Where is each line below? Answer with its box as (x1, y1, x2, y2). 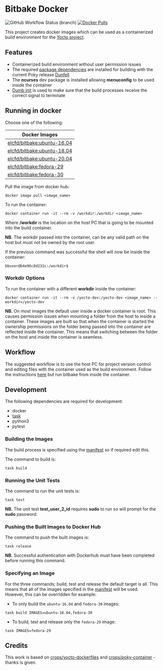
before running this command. (5, 558, 66, 564)
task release (5, 544, 32, 549)
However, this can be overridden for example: (5, 591, 97, 597)
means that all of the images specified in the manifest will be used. (5, 586, 139, 592)
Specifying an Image (5, 570, 55, 577)
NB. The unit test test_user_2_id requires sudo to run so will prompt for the (5, 506, 156, 512)
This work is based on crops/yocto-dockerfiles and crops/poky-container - (5, 654, 156, 660)
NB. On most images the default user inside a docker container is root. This (5, 308, 156, 314)
